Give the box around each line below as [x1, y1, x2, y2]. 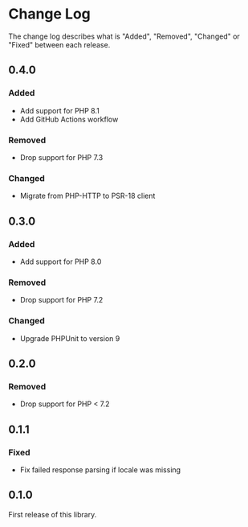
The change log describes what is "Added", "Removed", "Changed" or [8, 31, 241, 41]
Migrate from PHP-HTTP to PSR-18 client [19, 191, 156, 201]
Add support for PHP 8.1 [19, 105, 100, 115]
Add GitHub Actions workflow [19, 114, 119, 124]
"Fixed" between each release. [8, 39, 111, 49]
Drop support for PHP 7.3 [19, 152, 104, 162]
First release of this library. [8, 509, 97, 519]
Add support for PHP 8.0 [19, 257, 102, 266]
